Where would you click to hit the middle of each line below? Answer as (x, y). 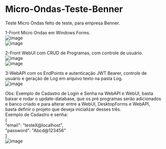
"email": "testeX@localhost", (34, 125)
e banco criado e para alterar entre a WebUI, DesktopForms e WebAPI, (78, 104)
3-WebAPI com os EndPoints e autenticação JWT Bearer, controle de (76, 73)
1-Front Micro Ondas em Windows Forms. (48, 32)
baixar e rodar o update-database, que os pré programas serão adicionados (83, 99)
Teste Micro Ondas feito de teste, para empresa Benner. (63, 23)
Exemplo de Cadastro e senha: (37, 114)
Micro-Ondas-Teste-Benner (64, 9)
